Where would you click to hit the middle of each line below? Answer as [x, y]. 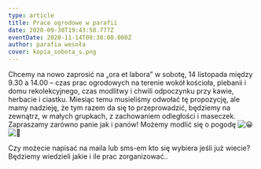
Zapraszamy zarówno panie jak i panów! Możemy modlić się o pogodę [122, 124]
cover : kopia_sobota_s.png [52, 52]
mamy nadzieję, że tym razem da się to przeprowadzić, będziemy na [119, 108]
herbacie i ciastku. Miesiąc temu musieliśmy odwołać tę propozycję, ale [124, 99]
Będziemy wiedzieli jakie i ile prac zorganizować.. [88, 156]
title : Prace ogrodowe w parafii [63, 23]
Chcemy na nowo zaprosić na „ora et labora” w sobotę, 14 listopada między [130, 74]
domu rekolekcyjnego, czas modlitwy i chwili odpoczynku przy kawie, [121, 91]
